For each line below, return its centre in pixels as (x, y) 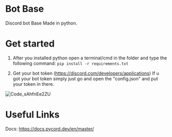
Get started (30, 44)
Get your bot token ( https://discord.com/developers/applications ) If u (86, 73)
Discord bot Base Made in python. (41, 23)
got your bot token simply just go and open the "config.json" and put (85, 78)
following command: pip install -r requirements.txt (71, 63)
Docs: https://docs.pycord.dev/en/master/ (50, 129)
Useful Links (33, 115)
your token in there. (33, 84)
